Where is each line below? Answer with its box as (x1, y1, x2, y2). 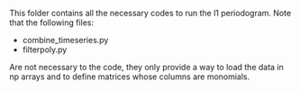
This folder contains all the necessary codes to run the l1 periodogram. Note (9, 8, 292, 18)
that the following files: (9, 17, 95, 28)
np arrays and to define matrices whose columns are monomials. (9, 71, 250, 82)
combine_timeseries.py (22, 35, 109, 45)
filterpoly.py (22, 44, 68, 55)
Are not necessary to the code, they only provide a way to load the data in (9, 62, 284, 72)
